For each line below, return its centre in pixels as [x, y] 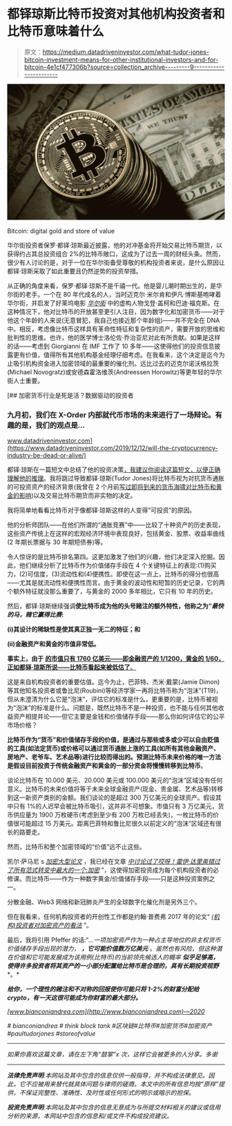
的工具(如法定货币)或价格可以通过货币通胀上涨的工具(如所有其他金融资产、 [113, 748]
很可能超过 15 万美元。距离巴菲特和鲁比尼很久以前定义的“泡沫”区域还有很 [117, 824]
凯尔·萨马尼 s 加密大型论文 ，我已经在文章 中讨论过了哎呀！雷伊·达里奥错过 [114, 862]
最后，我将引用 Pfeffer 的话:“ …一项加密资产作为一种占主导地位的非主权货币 [114, 940]
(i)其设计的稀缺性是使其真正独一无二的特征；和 [74, 630]
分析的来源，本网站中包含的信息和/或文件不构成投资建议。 [90, 1116]
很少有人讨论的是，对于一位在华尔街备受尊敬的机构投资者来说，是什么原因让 [116, 262]
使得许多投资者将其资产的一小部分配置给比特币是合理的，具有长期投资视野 [113, 966]
